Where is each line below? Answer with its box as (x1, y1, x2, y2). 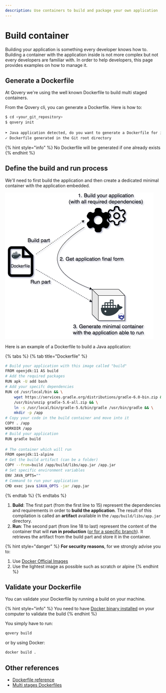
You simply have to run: (5, 621, 53, 627)
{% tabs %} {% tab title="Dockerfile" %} (5, 353, 87, 359)
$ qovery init (5, 120, 35, 125)
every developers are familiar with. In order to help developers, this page (5, 57, 153, 63)
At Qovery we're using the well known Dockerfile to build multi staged (5, 90, 147, 96)
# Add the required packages (5, 374, 65, 379)
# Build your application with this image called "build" (5, 363, 127, 369)
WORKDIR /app (5, 426, 32, 431)
